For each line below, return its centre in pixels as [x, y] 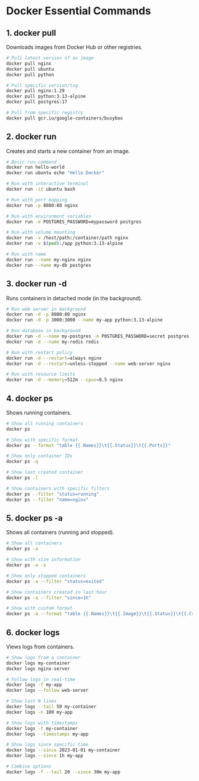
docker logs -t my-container [42, 728]
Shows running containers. [39, 412]
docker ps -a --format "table [44, 614]
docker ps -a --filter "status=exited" [55, 581]
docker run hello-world [36, 168]
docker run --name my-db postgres [49, 265]
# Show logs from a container [44, 657]
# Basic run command [32, 162]
